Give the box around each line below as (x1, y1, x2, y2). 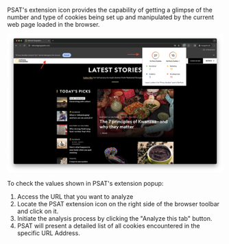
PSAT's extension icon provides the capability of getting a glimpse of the (7, 6, 213, 14)
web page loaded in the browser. (7, 21, 100, 28)
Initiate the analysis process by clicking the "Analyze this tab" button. (16, 215, 213, 223)
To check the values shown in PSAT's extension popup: (7, 180, 164, 188)
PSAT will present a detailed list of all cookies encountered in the (16, 222, 200, 230)
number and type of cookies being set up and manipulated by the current (7, 13, 214, 21)
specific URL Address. (16, 229, 80, 237)
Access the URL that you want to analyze (16, 193, 134, 201)
